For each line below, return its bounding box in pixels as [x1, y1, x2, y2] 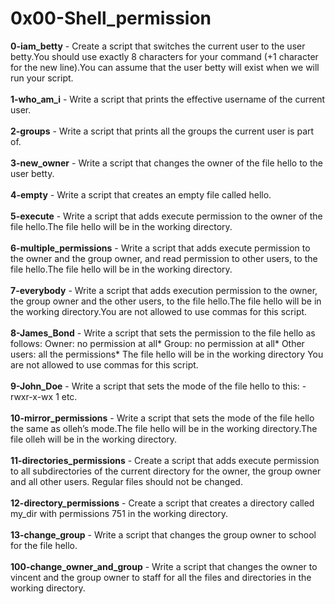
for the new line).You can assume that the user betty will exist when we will [10, 61, 320, 73]
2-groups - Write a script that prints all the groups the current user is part [10, 125, 315, 137]
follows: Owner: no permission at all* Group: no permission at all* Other [10, 337, 305, 349]
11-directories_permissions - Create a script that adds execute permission [10, 454, 320, 466]
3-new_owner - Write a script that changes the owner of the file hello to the [10, 157, 323, 169]
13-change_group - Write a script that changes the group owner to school [10, 528, 317, 541]
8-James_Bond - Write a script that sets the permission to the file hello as [10, 327, 316, 339]
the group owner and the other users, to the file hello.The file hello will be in [10, 295, 322, 307]
